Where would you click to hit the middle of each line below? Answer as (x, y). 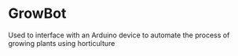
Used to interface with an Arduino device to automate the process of (119, 35)
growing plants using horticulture (62, 43)
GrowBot (37, 14)
